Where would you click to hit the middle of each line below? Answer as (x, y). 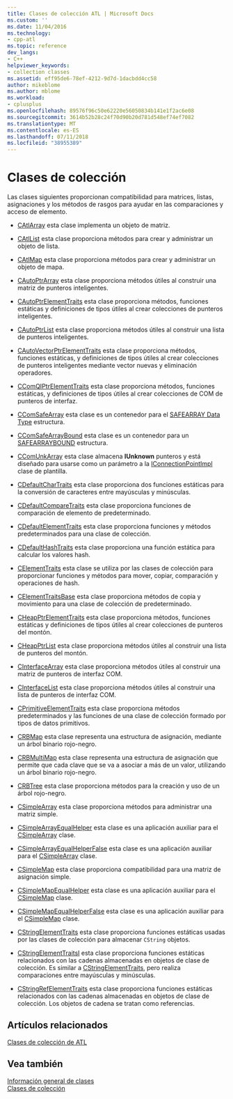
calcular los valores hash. (54, 555)
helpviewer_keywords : (39, 65)
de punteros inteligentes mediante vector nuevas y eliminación (107, 366)
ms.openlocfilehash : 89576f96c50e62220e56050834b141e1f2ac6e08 (101, 111)
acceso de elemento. (37, 212)
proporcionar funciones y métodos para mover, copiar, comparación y (118, 576)
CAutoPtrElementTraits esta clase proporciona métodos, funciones (113, 302)
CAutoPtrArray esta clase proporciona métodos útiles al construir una (117, 281)
